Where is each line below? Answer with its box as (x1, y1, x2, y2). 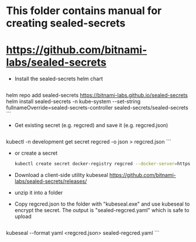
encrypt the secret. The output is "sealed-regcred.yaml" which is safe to (14, 207, 190, 213)
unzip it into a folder (14, 189, 63, 196)
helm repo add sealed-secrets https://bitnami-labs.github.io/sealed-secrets (6, 92, 188, 99)
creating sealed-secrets (6, 16, 126, 30)
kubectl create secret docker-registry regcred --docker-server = (14, 161, 177, 167)
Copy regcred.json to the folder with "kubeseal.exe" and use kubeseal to (14, 200, 190, 207)
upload (14, 213, 32, 220)
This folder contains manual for (6, 4, 162, 18)
